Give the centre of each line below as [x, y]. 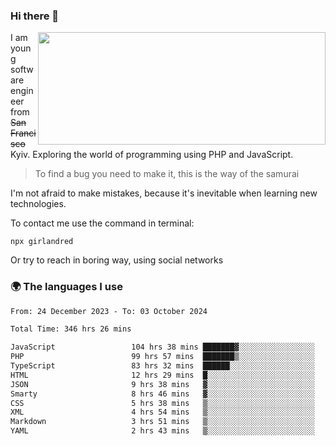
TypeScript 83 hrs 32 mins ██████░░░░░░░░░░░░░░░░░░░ [162, 366]
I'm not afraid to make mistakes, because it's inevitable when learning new [164, 193]
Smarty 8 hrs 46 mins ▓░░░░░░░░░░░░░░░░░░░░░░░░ [162, 394]
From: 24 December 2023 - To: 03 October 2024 [109, 311]
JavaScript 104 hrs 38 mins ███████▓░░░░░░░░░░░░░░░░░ [162, 347]
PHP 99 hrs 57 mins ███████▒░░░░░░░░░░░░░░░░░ [162, 357]
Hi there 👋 [35, 16]
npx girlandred [42, 242]
